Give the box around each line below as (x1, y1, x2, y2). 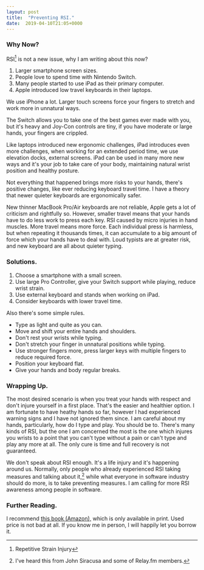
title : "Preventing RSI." (6, 15, 75, 21)
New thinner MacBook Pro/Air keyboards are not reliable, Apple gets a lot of (6, 203, 196, 211)
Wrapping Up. (6, 381, 49, 390)
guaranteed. (6, 447, 37, 454)
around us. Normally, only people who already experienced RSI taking (6, 465, 181, 473)
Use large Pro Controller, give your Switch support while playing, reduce (15, 278, 196, 285)
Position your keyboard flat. (15, 360, 84, 367)
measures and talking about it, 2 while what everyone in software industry (6, 471, 189, 480)
